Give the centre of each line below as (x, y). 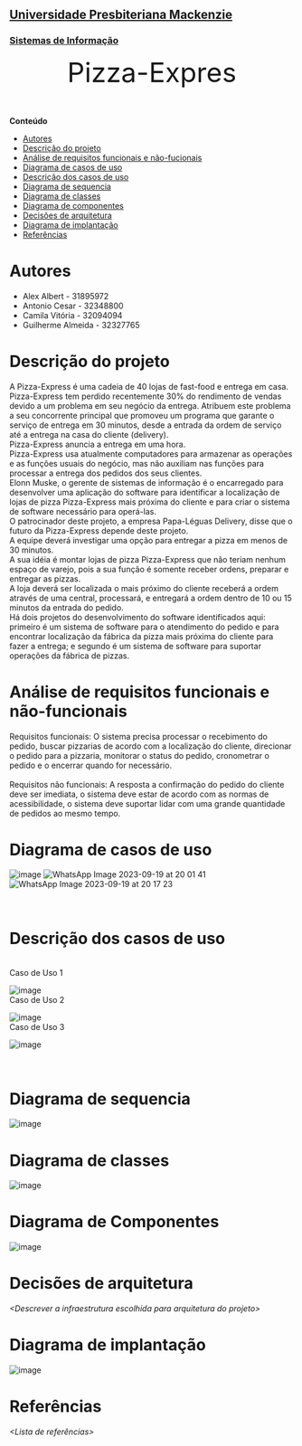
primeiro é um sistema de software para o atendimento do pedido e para (144, 627)
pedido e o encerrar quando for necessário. (91, 765)
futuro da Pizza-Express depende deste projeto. (99, 530)
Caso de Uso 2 (37, 1000)
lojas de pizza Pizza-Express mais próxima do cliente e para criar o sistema (150, 502)
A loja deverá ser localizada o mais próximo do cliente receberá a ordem (144, 588)
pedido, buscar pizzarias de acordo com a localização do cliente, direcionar (151, 746)
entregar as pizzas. (45, 579)
